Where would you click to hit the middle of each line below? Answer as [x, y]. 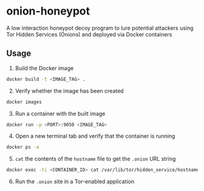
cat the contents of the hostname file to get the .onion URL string [95, 159]
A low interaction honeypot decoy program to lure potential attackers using [100, 28]
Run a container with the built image [60, 113]
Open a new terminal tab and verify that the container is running [95, 136]
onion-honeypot [48, 11]
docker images [24, 102]
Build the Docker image [44, 68]
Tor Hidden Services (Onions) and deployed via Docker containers [89, 34]
